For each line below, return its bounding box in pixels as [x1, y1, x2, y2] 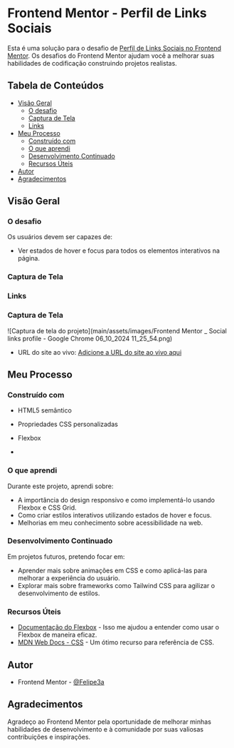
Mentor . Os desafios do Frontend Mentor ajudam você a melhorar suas [7, 51, 215, 60]
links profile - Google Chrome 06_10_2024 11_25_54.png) [7, 334, 173, 343]
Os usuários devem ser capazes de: [7, 233, 112, 241]
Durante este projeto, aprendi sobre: [7, 482, 114, 490]
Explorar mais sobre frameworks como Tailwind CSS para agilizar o [17, 581, 216, 590]
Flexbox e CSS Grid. [17, 503, 77, 512]
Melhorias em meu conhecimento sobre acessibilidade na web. [17, 518, 203, 527]
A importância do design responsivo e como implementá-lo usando [17, 495, 216, 504]
